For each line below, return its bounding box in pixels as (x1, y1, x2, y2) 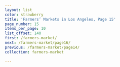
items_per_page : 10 (5, 26, 46, 31)
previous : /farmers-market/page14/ (5, 45, 80, 50)
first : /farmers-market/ (5, 36, 57, 41)
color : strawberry (5, 12, 44, 17)
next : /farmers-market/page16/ (5, 40, 71, 45)
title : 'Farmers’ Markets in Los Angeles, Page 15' (5, 17, 116, 22)
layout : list (5, 7, 32, 13)
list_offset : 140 (5, 31, 42, 36)
